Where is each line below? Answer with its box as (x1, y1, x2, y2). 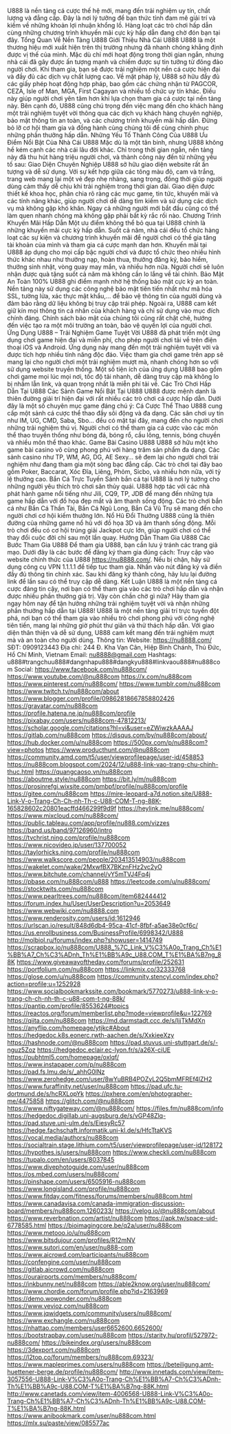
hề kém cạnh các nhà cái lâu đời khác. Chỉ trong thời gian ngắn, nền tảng (7, 145, 214, 154)
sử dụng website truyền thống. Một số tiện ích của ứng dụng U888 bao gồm (7, 365, 222, 373)
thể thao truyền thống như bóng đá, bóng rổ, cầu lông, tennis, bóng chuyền (7, 431, 221, 439)
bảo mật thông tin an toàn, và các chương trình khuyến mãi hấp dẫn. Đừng (7, 116, 218, 124)
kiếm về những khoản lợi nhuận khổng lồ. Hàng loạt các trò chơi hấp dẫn (7, 21, 213, 29)
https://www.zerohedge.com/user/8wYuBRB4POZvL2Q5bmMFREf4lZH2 (7, 1075, 212, 1083)
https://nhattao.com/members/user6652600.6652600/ (7, 1324, 163, 1332)
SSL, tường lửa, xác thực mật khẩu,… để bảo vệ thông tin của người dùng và (7, 292, 222, 300)
